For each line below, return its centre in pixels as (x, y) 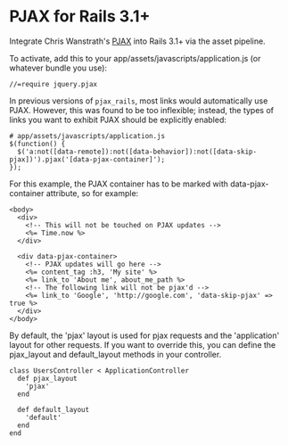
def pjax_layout (47, 378)
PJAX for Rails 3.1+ (80, 16)
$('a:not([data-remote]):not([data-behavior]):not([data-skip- (137, 152)
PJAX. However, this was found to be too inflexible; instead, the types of (142, 110)
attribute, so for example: (92, 193)
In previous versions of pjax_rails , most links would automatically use (139, 101)
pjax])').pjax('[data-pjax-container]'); (87, 159)
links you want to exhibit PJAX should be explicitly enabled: (118, 119)
